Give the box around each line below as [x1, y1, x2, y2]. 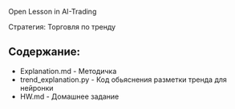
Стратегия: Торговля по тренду [8, 22, 116, 31]
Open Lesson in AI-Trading [8, 7, 97, 16]
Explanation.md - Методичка [19, 66, 117, 76]
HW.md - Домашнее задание [19, 91, 120, 101]
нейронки [19, 83, 54, 92]
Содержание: [8, 45, 81, 59]
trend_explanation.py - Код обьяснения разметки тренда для [19, 75, 227, 84]
